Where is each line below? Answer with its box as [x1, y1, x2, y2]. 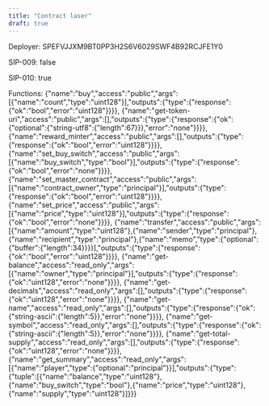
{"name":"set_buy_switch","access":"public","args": [8, 149, 180, 158]
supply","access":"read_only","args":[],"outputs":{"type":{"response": [8, 337, 240, 347]
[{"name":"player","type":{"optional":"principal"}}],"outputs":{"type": [8, 362, 237, 372]
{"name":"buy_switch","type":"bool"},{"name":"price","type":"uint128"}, [8, 380, 246, 390]
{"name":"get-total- [165, 329, 231, 338]
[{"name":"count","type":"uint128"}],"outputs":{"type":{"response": [8, 97, 232, 107]
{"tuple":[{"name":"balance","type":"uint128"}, [8, 371, 162, 381]
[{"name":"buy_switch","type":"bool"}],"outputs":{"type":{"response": [8, 157, 240, 166]
